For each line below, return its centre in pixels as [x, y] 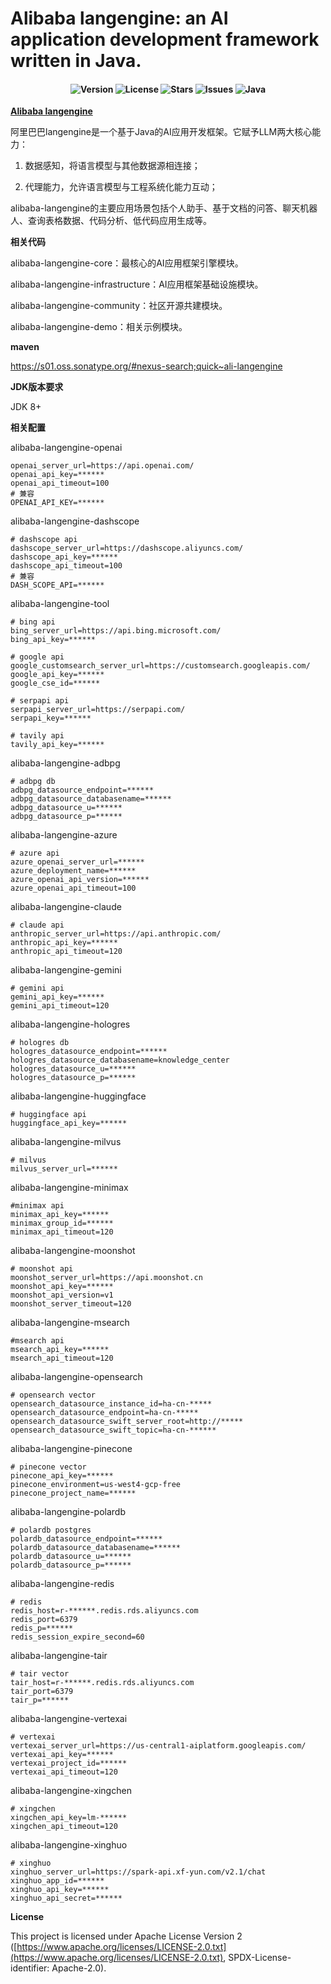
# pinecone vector [48, 1467]
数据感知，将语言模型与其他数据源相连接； [112, 166]
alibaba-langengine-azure [64, 835]
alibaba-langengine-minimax [69, 1188]
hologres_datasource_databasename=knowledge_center [120, 1060]
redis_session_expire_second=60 [77, 1637]
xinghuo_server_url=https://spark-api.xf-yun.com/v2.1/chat [138, 1872]
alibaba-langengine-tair [59, 1656]
